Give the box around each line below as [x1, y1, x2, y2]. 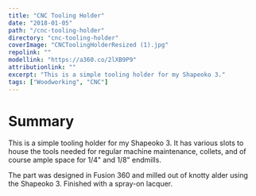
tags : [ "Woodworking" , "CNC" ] [8, 78, 109, 86]
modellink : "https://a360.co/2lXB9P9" [8, 56, 137, 64]
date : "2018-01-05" [8, 19, 73, 27]
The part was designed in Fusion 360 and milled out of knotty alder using [8, 171, 248, 180]
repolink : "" [8, 48, 52, 56]
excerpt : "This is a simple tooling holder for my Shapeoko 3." [8, 71, 226, 79]
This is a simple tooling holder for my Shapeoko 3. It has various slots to [8, 138, 244, 148]
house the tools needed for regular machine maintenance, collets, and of [8, 147, 246, 156]
